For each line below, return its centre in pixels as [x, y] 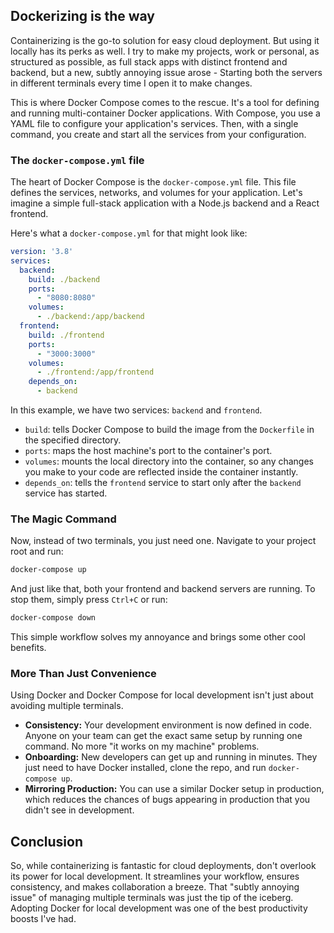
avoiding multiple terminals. [67, 706]
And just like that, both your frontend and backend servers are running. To [163, 589]
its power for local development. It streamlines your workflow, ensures [155, 876]
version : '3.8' [42, 252]
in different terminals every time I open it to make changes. [131, 83]
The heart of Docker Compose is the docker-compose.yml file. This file [153, 182]
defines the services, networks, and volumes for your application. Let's [156, 193]
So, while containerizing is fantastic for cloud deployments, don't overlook [163, 866]
